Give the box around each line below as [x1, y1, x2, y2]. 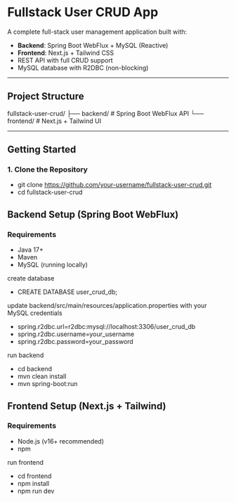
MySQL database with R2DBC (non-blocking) [17, 63, 149, 72]
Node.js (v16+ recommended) [17, 437, 104, 445]
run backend [7, 351, 44, 359]
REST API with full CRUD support [17, 56, 114, 64]
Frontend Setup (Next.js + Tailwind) [7, 400, 166, 412]
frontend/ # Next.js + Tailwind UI [7, 117, 102, 125]
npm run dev [17, 487, 55, 495]
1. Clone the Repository [7, 165, 88, 174]
